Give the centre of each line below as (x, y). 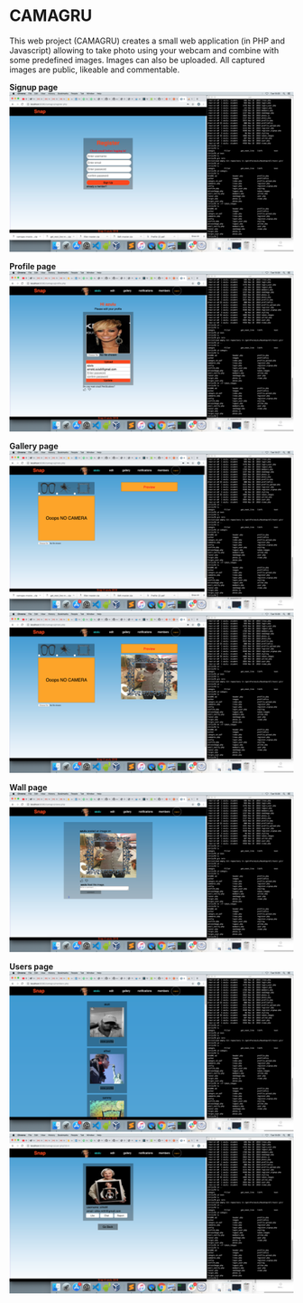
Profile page (33, 267)
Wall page (28, 787)
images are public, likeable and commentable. (95, 70)
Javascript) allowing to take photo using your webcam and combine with (144, 50)
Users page (32, 967)
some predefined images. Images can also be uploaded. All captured (138, 60)
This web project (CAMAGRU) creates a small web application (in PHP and (147, 41)
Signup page (34, 87)
